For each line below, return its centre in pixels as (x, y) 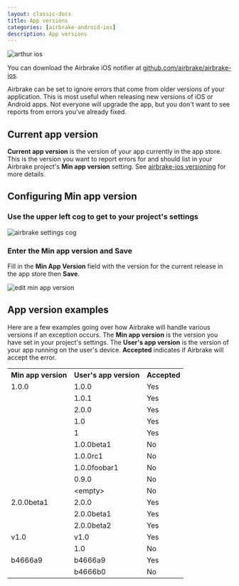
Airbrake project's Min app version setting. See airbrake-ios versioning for (117, 167)
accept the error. (32, 357)
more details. (27, 174)
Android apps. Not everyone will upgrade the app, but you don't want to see (119, 105)
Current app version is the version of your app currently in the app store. (115, 152)
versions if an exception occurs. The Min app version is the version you (113, 335)
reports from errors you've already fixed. (67, 112)
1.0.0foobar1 (96, 467)
